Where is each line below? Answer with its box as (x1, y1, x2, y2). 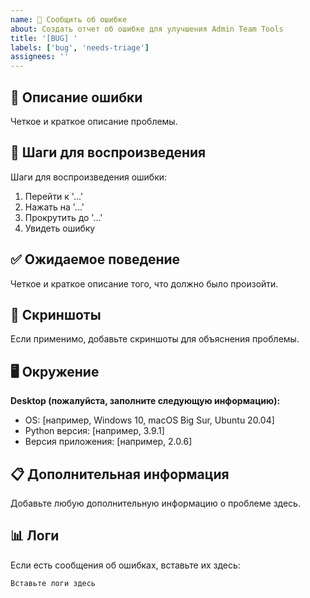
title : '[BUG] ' (10, 33, 78, 43)
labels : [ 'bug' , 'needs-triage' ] (10, 42, 150, 53)
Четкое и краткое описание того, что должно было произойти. (10, 277, 279, 290)
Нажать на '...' (24, 201, 85, 213)
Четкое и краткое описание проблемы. (10, 115, 178, 127)
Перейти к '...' (24, 190, 84, 202)
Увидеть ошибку (24, 222, 96, 234)
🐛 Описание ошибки (10, 89, 143, 106)
